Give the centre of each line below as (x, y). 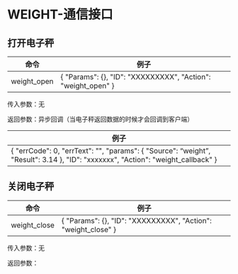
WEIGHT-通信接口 (60, 15)
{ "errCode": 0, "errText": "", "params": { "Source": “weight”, (111, 151)
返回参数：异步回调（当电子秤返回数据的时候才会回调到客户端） (100, 119)
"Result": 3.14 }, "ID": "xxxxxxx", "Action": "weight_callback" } (114, 160)
